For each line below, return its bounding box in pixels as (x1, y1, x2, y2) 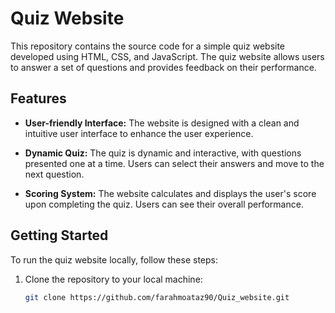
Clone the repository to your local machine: (24, 273, 203, 285)
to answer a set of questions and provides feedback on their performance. (10, 61, 317, 73)
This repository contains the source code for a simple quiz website (10, 40, 286, 52)
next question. (24, 168, 85, 180)
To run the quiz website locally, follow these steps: (10, 253, 219, 266)
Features (10, 90, 67, 107)
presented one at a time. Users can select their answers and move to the (24, 157, 325, 169)
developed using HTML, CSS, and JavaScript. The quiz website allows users (10, 50, 325, 62)
